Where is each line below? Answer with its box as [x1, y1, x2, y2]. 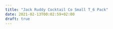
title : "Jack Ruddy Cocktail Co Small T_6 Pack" [5, 7, 108, 12]
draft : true [5, 16, 30, 21]
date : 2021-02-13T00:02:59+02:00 [5, 12, 75, 17]
